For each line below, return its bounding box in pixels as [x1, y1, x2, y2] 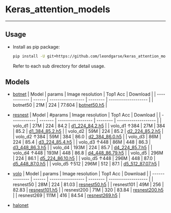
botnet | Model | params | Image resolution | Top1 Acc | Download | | [12, 91, 156, 98]
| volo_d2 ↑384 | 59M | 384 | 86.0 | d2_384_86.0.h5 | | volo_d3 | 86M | [12, 134, 161, 140]
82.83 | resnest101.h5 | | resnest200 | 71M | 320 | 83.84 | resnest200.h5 [12, 187, 164, 193]
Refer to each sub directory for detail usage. [12, 63, 106, 69]
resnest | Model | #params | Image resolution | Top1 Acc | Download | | [12, 112, 161, 118]
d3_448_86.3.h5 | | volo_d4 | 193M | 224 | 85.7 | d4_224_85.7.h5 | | [12, 145, 153, 151]
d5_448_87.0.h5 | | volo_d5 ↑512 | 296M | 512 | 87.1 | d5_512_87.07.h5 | [12, 161, 160, 167]
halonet [12, 202, 29, 208]
